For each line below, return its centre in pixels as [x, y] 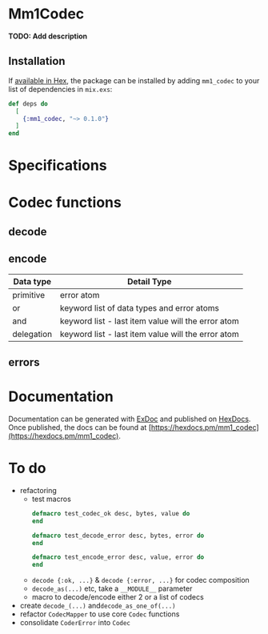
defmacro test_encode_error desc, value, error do [118, 557]
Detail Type [150, 281]
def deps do [28, 104]
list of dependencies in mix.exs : [60, 89]
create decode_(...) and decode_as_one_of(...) [98, 606]
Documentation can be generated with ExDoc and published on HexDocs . [130, 419]
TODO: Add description [48, 36]
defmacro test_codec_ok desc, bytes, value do [111, 513]
